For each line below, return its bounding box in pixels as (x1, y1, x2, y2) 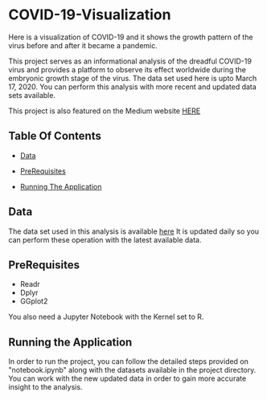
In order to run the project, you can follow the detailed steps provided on (8, 357, 249, 366)
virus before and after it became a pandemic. (8, 40, 158, 50)
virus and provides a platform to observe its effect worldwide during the (8, 64, 247, 74)
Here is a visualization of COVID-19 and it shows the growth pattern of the (8, 32, 253, 42)
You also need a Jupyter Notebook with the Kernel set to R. (8, 312, 204, 322)
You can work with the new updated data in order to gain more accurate (8, 373, 247, 383)
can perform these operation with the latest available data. (8, 235, 202, 244)
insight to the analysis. (8, 382, 83, 392)
